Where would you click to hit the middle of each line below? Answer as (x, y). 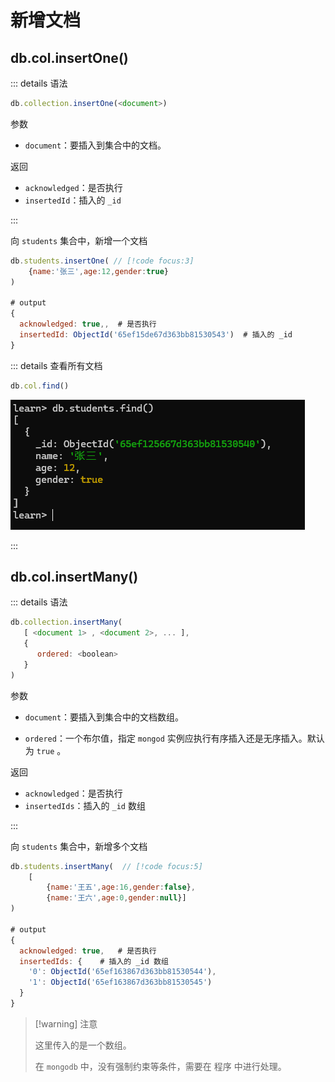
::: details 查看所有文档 (56, 365)
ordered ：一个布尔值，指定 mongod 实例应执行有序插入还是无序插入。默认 (174, 738)
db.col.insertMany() (74, 577)
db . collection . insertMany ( (66, 622)
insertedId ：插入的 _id (73, 200)
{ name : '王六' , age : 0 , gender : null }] (116, 898)
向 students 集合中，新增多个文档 (79, 846)
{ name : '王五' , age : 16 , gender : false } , (121, 887)
